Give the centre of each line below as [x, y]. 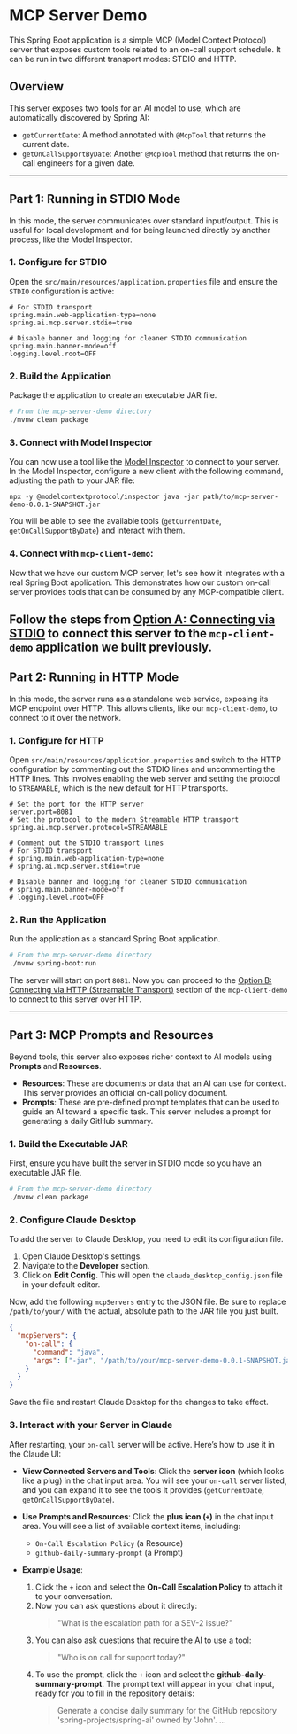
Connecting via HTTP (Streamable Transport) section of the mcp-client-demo [148, 990]
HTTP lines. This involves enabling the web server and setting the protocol [145, 778]
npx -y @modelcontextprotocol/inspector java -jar [104, 497]
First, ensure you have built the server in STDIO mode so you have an [136, 1163]
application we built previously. [123, 647]
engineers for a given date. [86, 163]
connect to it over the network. [65, 717]
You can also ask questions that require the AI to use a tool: [143, 1640]
